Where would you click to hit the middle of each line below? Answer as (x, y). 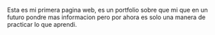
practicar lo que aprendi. (42, 24)
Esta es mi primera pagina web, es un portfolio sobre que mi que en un (107, 10)
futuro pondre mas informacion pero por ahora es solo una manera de (106, 17)
